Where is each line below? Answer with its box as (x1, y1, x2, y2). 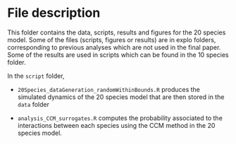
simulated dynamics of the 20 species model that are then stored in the (17, 93, 225, 101)
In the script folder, (7, 72, 65, 80)
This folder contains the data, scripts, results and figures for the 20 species (7, 28, 226, 37)
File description (7, 5, 101, 21)
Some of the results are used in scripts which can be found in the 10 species (7, 51, 229, 59)
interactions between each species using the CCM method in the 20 (17, 121, 216, 129)
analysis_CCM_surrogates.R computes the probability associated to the (17, 114, 223, 122)
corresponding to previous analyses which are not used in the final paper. (7, 43, 221, 51)
